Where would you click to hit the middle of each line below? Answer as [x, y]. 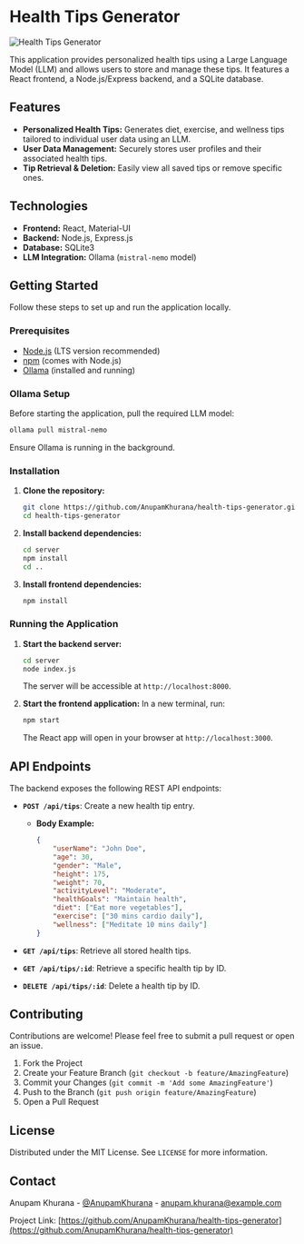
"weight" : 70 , [79, 882]
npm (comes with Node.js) [72, 360]
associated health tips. [64, 158]
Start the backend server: [72, 643]
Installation [35, 471]
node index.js [49, 669]
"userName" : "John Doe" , [100, 849]
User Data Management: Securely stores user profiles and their [142, 148]
